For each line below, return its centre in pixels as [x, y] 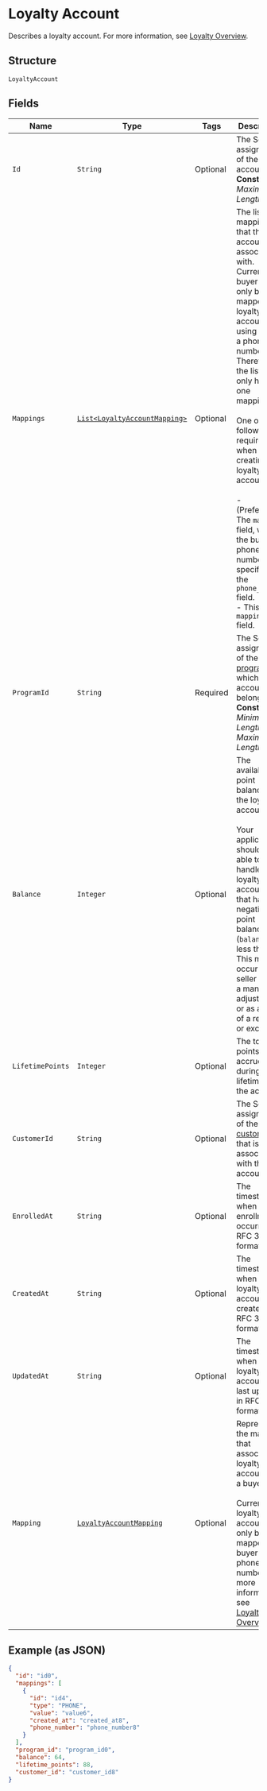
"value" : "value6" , [61, 1713]
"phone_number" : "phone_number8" [85, 1728]
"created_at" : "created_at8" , [79, 1720]
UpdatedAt [31, 1376]
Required [211, 692]
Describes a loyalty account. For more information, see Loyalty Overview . [128, 36]
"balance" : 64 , [41, 1757]
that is [248, 1143]
